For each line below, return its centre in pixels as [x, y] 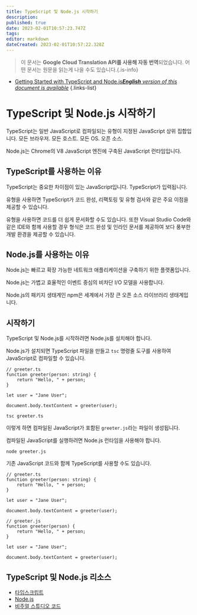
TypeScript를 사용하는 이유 [54, 171]
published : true [26, 22]
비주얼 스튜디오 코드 [38, 606]
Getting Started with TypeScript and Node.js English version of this [96, 81]
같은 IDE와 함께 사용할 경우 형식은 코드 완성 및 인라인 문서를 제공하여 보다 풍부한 [98, 227]
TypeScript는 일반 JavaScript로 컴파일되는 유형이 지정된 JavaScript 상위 [91, 131]
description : [22, 17]
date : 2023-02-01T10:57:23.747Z [46, 28]
